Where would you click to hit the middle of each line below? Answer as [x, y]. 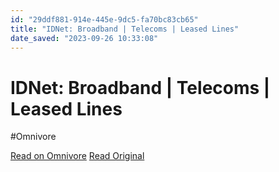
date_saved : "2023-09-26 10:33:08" [84, 38]
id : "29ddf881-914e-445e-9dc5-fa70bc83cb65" [104, 19]
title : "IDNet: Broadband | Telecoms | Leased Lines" [125, 29]
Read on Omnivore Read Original [77, 156]
